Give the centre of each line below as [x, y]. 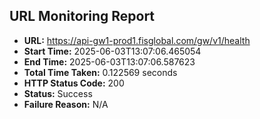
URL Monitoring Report [82, 16]
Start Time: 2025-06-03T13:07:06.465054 [112, 51]
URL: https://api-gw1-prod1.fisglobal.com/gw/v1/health [137, 40]
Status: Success [58, 93]
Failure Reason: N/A [66, 104]
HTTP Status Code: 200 [74, 83]
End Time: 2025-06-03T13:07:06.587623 [109, 61]
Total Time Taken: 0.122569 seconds [100, 72]
